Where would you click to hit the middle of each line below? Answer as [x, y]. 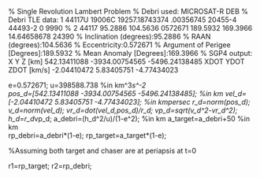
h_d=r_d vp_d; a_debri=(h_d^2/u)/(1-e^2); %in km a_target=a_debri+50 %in [129, 119]
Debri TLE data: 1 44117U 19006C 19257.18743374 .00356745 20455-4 [123, 20]
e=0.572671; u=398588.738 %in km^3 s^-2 [77, 85]
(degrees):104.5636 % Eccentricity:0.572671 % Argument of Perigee [119, 45]
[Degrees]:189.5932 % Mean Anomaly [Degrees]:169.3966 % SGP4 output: [130, 53]
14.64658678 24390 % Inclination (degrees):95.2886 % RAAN [110, 36]
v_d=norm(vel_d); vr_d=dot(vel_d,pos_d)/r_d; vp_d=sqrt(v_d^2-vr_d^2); [123, 110]
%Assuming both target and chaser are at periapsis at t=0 [102, 150]
